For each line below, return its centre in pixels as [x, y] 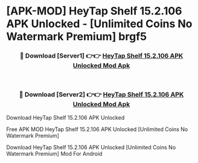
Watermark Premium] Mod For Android [54, 153]
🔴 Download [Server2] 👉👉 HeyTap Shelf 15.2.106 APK [101, 94]
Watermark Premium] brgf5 [76, 37]
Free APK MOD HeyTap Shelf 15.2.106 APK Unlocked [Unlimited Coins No [97, 129]
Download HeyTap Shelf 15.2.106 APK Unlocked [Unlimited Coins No [91, 147]
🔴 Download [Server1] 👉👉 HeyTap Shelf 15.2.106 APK [101, 56]
